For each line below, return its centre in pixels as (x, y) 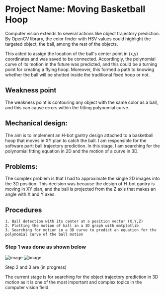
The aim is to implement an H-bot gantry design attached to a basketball (79, 135)
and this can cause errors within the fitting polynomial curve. (67, 107)
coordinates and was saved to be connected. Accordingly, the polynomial (80, 59)
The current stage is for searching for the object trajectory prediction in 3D (82, 277)
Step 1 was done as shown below (45, 247)
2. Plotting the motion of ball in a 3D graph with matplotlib (72, 226)
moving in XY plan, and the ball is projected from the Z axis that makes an (81, 189)
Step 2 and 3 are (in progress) (36, 267)
